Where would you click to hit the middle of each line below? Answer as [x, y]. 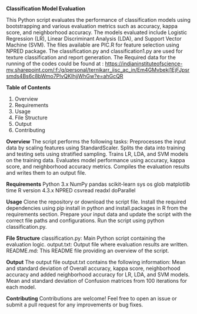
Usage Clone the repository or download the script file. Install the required [96, 202]
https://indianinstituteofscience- [144, 64]
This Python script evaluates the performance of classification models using [98, 20]
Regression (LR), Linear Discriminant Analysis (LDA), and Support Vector [94, 39]
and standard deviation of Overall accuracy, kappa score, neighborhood [93, 268]
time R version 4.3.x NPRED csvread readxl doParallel [71, 190]
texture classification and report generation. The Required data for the [91, 57]
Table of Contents [29, 87]
